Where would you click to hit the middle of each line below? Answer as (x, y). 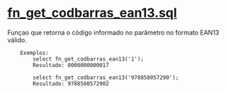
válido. (17, 39)
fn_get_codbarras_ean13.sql (92, 13)
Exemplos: (35, 53)
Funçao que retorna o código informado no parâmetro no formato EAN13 (113, 32)
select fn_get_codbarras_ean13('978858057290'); (106, 77)
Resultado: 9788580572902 (71, 83)
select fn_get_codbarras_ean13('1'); (88, 59)
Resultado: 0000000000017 (71, 65)
